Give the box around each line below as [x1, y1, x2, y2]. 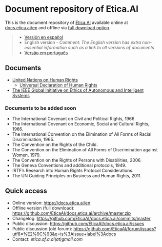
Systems [12, 92, 30, 98]
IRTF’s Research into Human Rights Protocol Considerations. [12, 167, 134, 174]
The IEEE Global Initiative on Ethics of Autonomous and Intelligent [12, 87, 144, 93]
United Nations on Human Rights [12, 77, 78, 82]
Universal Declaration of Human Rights [19, 82, 98, 88]
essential [24, 44, 43, 50]
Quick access [5, 187, 47, 195]
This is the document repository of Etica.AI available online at [5, 20, 128, 25]
